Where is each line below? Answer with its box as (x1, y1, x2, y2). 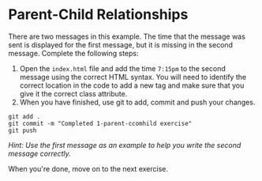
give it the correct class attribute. (19, 89, 128, 98)
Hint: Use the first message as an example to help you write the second (8, 140, 241, 149)
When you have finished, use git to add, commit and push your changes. (19, 97, 256, 107)
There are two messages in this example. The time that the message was (8, 32, 246, 41)
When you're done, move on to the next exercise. (8, 164, 168, 173)
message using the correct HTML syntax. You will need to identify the (19, 72, 247, 81)
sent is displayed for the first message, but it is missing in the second (8, 40, 234, 49)
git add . (8, 112, 41, 120)
